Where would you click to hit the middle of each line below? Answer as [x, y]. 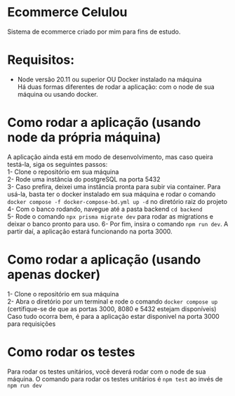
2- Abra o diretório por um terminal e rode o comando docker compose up [113, 301]
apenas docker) [54, 275]
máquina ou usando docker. [58, 94]
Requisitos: [41, 60]
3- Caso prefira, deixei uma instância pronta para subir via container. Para [114, 186]
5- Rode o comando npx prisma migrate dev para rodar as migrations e [110, 216]
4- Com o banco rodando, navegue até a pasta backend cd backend [105, 209]
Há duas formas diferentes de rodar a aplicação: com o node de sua [116, 87]
